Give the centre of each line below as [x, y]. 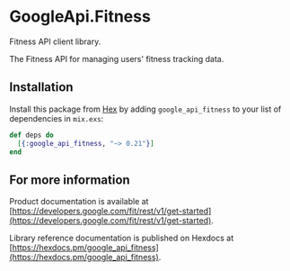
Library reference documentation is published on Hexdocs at [122, 238]
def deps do [31, 135]
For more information [70, 180]
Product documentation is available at [79, 202]
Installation [41, 87]
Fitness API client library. [55, 41]
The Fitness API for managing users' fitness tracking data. [117, 59]
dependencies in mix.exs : [57, 118]
